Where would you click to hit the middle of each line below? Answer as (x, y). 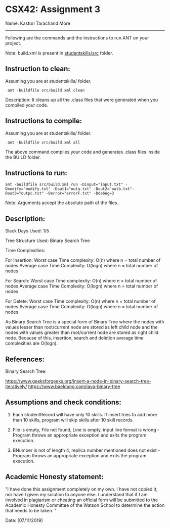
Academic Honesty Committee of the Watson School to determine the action (85, 505)
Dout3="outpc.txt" (25, 194)
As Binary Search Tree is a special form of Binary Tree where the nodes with (85, 322)
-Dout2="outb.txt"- (114, 189)
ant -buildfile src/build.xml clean (46, 90)
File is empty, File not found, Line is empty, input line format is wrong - (86, 429)
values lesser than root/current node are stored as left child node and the (81, 327)
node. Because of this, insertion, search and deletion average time (74, 338)
